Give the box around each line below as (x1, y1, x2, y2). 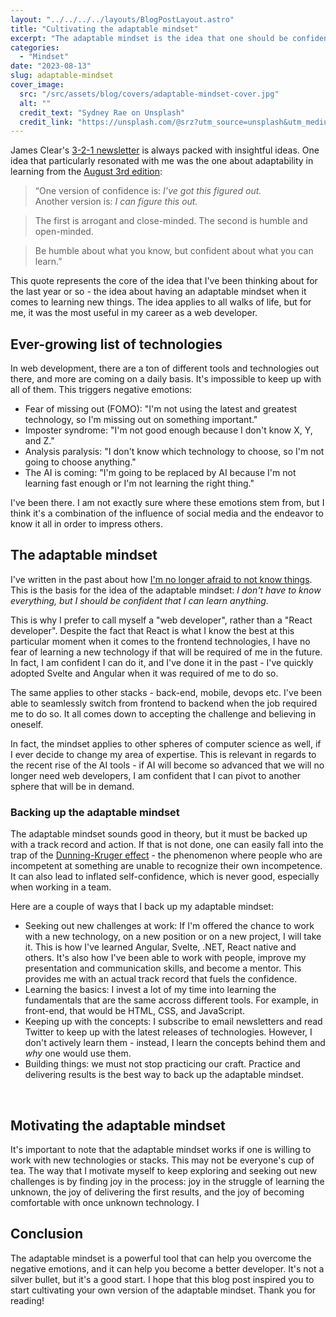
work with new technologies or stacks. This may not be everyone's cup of (10, 1154, 315, 1166)
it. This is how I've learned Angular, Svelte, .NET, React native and (24, 941, 297, 953)
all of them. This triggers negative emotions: (10, 384, 193, 396)
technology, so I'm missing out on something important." (24, 414, 258, 426)
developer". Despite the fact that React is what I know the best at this (10, 624, 295, 636)
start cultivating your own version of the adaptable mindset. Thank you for (10, 1284, 317, 1296)
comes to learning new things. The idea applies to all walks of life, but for (10, 296, 312, 308)
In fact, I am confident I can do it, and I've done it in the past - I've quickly (10, 656, 314, 668)
